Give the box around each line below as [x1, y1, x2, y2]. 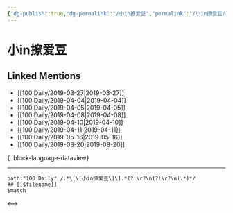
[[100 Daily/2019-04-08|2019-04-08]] [17, 110, 126, 119]
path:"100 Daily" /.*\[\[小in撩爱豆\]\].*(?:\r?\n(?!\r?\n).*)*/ [7, 175, 196, 182]
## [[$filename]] [7, 181, 58, 188]
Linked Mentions [7, 70, 81, 82]
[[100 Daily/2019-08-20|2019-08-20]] [17, 140, 126, 148]
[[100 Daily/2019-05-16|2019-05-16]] [17, 133, 123, 141]
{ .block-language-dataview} [7, 153, 89, 162]
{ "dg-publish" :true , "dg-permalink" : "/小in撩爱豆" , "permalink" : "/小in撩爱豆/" [7, 10, 229, 17]
